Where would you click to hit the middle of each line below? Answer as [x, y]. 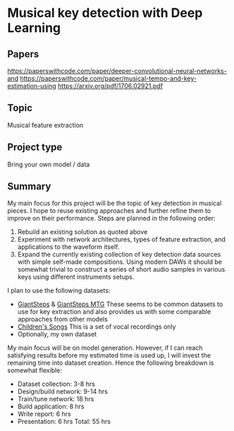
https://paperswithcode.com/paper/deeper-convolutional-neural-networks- [117, 71]
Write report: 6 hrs [44, 414]
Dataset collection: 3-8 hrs [56, 384]
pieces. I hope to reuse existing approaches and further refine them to [109, 211]
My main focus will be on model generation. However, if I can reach [105, 348]
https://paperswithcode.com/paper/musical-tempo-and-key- [109, 78]
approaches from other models [62, 320]
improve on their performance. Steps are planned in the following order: [111, 218]
